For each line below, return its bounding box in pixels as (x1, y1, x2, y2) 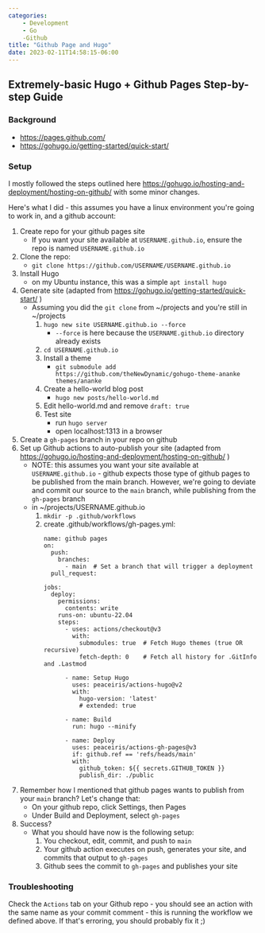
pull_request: (50, 570, 98, 577)
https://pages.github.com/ (19, 132, 106, 142)
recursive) (43, 646, 79, 654)
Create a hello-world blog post (43, 383, 144, 394)
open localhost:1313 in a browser (55, 426, 163, 436)
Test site (43, 409, 71, 418)
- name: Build (64, 715, 112, 724)
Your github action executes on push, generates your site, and (43, 844, 248, 853)
